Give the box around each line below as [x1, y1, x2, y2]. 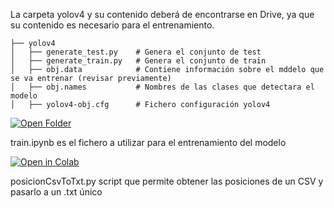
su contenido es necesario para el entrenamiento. [10, 19, 215, 31]
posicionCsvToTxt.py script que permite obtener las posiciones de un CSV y [10, 175, 324, 187]
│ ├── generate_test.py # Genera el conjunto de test [10, 47, 262, 57]
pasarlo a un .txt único [10, 186, 103, 198]
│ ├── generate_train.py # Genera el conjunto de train [10, 56, 267, 66]
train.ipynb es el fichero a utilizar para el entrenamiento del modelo [10, 137, 287, 148]
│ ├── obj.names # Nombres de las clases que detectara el [10, 82, 315, 92]
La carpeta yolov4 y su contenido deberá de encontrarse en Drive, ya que [10, 9, 315, 20]
